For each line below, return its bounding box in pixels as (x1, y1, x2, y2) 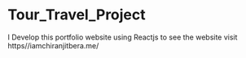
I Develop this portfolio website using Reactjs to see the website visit (7, 32, 238, 42)
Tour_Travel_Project (7, 6, 146, 24)
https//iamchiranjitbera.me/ (7, 40, 99, 50)
